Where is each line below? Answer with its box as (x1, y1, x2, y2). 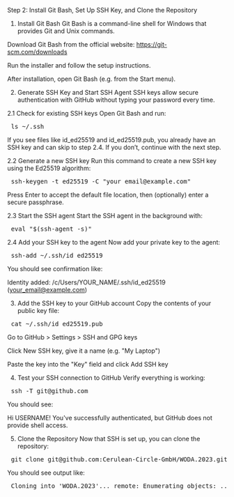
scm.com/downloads (7, 48, 68, 56)
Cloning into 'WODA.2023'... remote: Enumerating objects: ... (10, 482, 232, 490)
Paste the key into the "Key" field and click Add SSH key (7, 360, 169, 368)
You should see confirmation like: (7, 265, 103, 273)
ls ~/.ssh (10, 123, 45, 130)
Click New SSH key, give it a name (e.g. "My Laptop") (7, 346, 161, 355)
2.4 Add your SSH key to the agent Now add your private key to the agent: (7, 238, 221, 246)
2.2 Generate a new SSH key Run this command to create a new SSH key (7, 157, 217, 165)
